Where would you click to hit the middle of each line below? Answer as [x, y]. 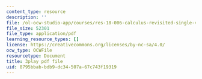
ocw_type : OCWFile [29, 50]
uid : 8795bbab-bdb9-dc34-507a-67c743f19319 [62, 67]
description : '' [26, 17]
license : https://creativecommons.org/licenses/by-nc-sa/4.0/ [86, 45]
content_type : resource [36, 12]
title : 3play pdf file [35, 61]
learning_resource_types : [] [43, 39]
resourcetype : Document [36, 56]
